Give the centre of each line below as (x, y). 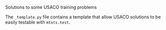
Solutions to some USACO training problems (51, 7)
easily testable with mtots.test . (38, 22)
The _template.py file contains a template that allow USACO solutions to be (83, 17)
